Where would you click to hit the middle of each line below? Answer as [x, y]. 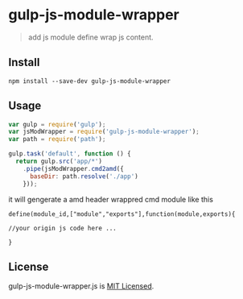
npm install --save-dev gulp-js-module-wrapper [90, 81]
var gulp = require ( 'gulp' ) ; [57, 124]
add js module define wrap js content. [91, 37]
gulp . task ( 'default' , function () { [70, 154]
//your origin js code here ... [62, 228]
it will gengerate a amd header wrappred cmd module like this [111, 199]
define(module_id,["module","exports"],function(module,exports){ [122, 214]
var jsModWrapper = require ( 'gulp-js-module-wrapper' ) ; [104, 132]
